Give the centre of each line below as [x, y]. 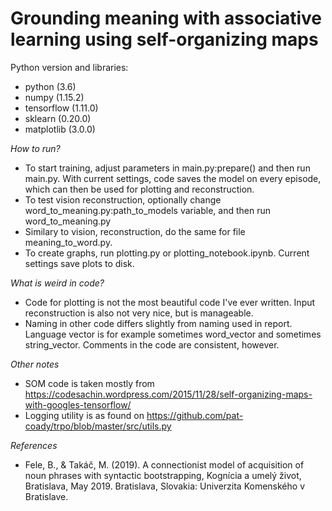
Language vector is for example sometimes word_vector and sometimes [173, 334]
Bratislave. [46, 496]
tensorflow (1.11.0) [61, 108]
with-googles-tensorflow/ [78, 404]
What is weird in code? [57, 283]
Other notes [35, 364]
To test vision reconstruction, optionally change [123, 199]
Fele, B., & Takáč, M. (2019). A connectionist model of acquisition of [164, 464]
